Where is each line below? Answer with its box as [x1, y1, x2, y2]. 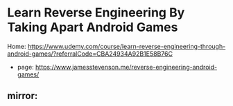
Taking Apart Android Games [7, 19, 178, 35]
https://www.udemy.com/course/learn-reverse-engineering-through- [27, 42, 226, 50]
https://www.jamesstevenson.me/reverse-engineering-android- [35, 63, 217, 71]
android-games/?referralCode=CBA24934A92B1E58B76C [7, 50, 173, 58]
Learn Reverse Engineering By [7, 5, 185, 21]
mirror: [7, 90, 38, 102]
